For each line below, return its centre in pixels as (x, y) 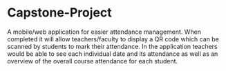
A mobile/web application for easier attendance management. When (104, 32)
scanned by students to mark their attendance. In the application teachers (112, 46)
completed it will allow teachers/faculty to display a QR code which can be (113, 39)
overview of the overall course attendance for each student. (93, 61)
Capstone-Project (59, 13)
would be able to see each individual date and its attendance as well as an (113, 54)
